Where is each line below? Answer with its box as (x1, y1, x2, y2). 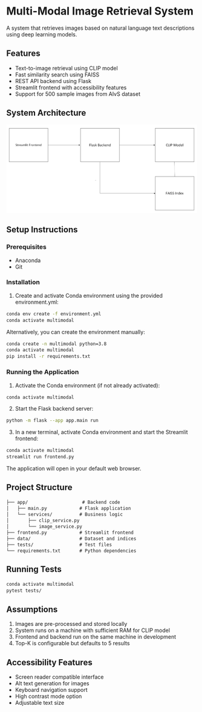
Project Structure (6, 482, 73, 492)
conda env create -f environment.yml (6, 311, 102, 317)
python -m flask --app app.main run (6, 417, 99, 424)
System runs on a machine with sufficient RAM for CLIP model (15, 626, 171, 634)
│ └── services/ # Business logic (6, 511, 123, 517)
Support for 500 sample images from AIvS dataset (15, 90, 141, 98)
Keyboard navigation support (15, 687, 88, 694)
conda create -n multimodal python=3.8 (6, 341, 107, 347)
